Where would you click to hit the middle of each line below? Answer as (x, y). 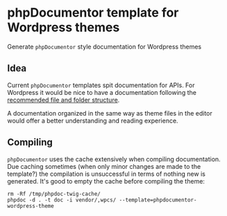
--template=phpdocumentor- (158, 200)
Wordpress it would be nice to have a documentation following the (102, 92)
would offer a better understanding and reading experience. (93, 120)
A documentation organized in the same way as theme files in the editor (110, 113)
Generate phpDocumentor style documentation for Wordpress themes (104, 46)
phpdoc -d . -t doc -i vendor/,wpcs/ (62, 200)
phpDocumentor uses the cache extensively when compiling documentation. (114, 159)
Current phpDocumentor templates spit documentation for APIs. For (101, 85)
